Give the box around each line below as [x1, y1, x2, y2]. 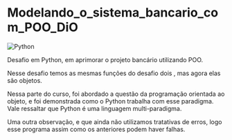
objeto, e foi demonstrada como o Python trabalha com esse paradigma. [7, 97, 214, 105]
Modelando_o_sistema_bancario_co [7, 5, 219, 21]
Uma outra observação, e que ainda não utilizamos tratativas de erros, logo [7, 117, 222, 126]
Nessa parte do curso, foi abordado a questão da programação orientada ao [7, 90, 225, 98]
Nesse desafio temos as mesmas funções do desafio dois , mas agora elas [7, 69, 221, 77]
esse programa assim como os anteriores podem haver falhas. [7, 125, 186, 133]
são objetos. [7, 76, 43, 84]
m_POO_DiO [7, 19, 78, 35]
